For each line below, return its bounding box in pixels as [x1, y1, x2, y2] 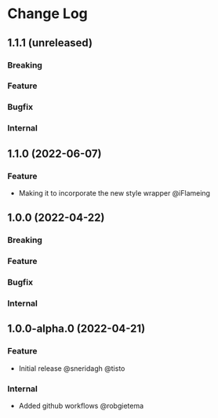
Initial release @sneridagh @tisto [18, 363, 125, 373]
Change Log [7, 5, 88, 23]
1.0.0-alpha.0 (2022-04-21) [7, 322, 146, 335]
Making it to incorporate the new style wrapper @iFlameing [18, 188, 211, 197]
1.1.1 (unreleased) [7, 36, 93, 49]
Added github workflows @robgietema [18, 401, 144, 411]
